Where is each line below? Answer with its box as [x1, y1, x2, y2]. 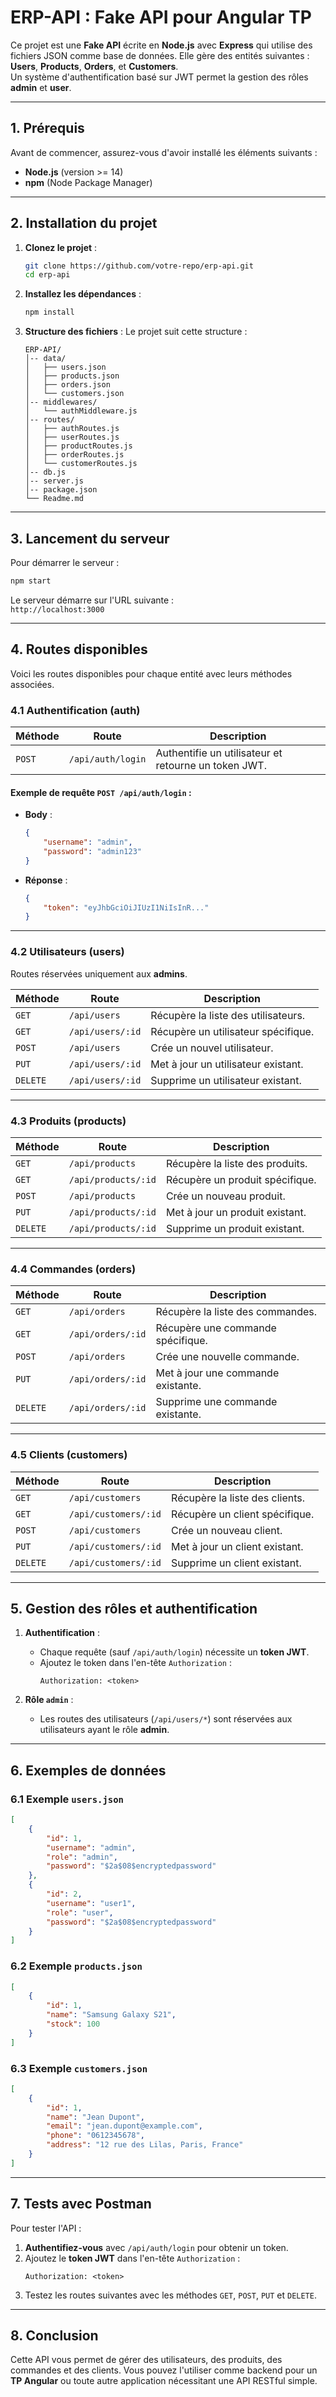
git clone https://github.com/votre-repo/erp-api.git [24, 261, 254, 271]
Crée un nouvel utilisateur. [150, 1041, 274, 1055]
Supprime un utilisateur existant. [150, 1073, 302, 1087]
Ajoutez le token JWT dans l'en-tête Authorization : [24, 2252, 241, 2264]
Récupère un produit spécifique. [165, 1172, 317, 1186]
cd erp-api [24, 270, 71, 280]
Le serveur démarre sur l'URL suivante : [10, 594, 175, 606]
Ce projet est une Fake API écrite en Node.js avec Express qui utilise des [10, 39, 313, 51]
